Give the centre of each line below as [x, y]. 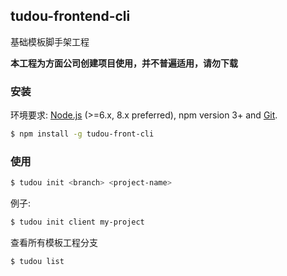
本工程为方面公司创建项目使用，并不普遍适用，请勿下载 [124, 63]
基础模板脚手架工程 [50, 41]
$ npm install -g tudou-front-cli [82, 134]
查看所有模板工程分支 [54, 243]
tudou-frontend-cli [70, 16]
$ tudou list [37, 262]
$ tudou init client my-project [77, 222]
